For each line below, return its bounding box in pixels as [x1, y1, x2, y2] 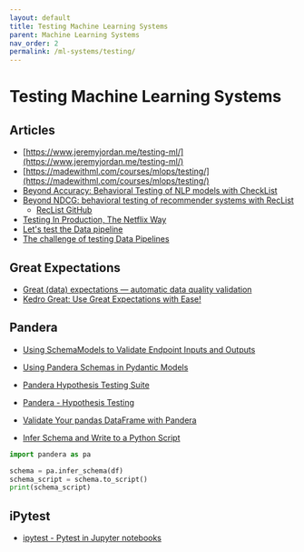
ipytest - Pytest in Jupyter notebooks [22, 533, 162, 544]
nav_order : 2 [9, 38, 59, 48]
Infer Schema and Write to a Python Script [22, 432, 181, 443]
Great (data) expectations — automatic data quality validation [22, 284, 252, 295]
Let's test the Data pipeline [22, 224, 123, 235]
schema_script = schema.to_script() [9, 475, 148, 484]
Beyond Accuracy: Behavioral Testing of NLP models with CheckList [22, 186, 279, 196]
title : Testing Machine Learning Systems [9, 22, 169, 31]
